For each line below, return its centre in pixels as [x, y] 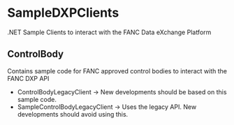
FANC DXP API [28, 78]
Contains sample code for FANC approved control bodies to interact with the [117, 71]
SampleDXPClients [63, 13]
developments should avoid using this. [73, 114]
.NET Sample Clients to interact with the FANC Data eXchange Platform [109, 32]
